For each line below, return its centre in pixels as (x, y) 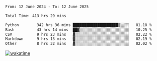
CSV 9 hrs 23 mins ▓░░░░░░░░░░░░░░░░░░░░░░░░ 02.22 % (78, 34)
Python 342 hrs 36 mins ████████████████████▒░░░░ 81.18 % (78, 25)
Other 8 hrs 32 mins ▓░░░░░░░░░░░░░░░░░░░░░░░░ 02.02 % (78, 44)
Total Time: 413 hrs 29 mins (36, 16)
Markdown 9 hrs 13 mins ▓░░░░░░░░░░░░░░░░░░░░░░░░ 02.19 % (78, 39)
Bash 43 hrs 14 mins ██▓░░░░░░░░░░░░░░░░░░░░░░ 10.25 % (78, 30)
